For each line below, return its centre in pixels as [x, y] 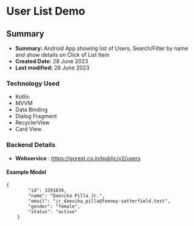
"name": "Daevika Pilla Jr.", [66, 196]
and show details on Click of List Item [62, 55]
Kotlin [22, 97]
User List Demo [46, 11]
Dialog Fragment [36, 116]
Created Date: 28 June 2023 [52, 61]
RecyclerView [32, 122]
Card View [28, 129]
